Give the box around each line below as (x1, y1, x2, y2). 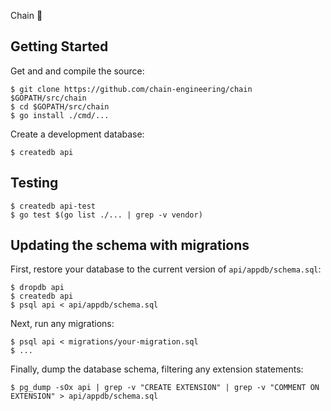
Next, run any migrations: (10, 318, 115, 330)
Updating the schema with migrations (10, 237, 250, 254)
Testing (10, 175, 59, 192)
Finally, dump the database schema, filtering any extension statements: (10, 363, 304, 375)
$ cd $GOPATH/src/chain (10, 101, 110, 112)
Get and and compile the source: (10, 65, 145, 77)
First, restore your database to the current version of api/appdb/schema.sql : (10, 263, 322, 275)
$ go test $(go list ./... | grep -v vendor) (10, 210, 203, 220)
